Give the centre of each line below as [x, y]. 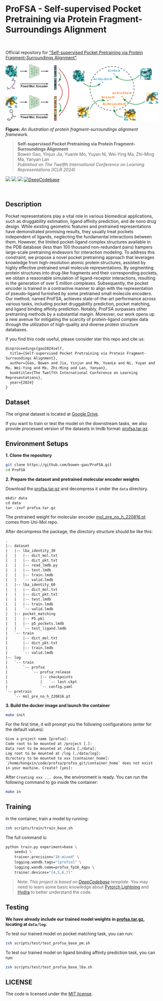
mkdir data [16, 498]
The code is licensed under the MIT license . [49, 994]
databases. [17, 329]
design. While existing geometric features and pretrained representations [78, 226]
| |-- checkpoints [39, 677]
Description [23, 204]
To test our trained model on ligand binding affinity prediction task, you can [80, 952]
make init [15, 715]
